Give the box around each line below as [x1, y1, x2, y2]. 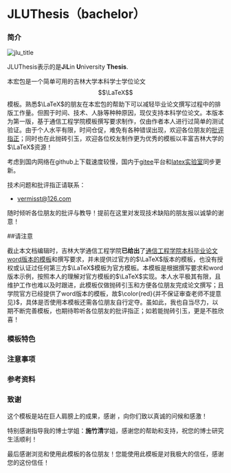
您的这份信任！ [7, 458, 49, 466]
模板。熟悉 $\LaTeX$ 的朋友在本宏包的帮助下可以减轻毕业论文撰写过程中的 [7, 100, 215, 109]
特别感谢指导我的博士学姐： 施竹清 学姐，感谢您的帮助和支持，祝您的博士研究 [7, 426, 224, 434]
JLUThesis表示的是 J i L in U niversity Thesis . [7, 63, 129, 71]
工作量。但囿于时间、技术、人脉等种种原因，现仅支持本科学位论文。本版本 [12, 109, 224, 117]
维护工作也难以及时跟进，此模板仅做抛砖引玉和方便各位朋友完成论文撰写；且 [7, 281, 224, 289]
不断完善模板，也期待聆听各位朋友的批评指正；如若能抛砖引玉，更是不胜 [12, 307, 218, 315]
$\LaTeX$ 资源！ [7, 143, 53, 151]
